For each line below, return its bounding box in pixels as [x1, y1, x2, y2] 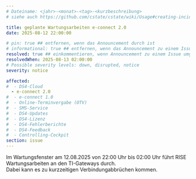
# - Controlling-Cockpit [6, 132, 69, 138]
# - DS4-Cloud [6, 83, 43, 89]
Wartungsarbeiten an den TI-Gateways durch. [6, 160, 117, 167]
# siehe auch [6, 14, 38, 20]
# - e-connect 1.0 [6, 94, 54, 100]
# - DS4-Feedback [6, 127, 51, 133]
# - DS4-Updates [6, 110, 48, 117]
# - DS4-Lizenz [6, 116, 45, 122]
